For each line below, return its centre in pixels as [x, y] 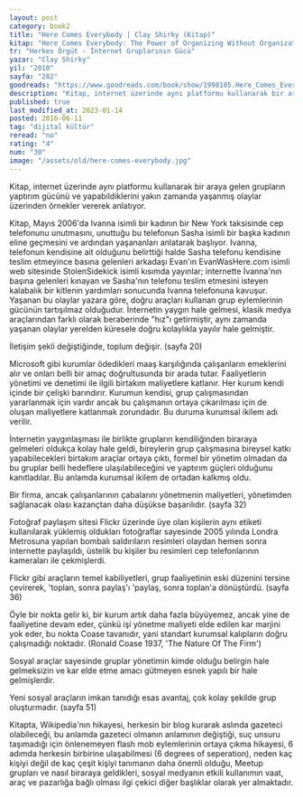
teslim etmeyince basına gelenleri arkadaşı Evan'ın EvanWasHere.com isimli [150, 261]
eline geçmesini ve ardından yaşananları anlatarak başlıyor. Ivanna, [133, 242]
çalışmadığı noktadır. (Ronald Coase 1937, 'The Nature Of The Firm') [135, 643]
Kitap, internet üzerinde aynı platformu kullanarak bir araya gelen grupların [147, 186]
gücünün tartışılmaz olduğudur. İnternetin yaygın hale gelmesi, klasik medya [150, 309]
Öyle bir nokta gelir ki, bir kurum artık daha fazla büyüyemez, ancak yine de [150, 614]
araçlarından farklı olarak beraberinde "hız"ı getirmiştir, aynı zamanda [138, 319]
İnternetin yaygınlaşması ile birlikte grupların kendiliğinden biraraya [133, 438]
